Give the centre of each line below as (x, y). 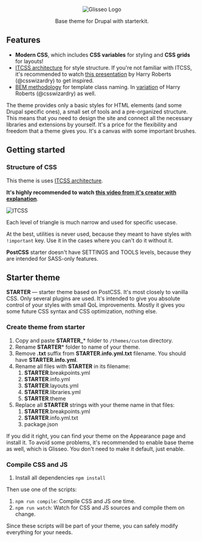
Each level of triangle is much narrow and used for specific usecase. (92, 222)
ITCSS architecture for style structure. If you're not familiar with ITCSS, (103, 67)
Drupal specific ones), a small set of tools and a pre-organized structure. (97, 112)
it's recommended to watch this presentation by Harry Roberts (93, 74)
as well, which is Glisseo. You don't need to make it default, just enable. (96, 449)
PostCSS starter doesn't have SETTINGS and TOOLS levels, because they (99, 252)
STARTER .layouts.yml (51, 386)
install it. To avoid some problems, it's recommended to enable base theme (100, 442)
